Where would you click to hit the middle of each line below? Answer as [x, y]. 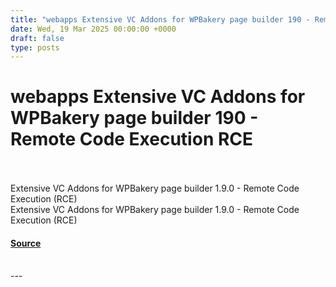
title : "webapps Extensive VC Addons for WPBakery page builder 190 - [160, 19]
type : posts [35, 47]
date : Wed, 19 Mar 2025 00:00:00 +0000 [93, 29]
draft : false [37, 38]
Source [26, 243]
